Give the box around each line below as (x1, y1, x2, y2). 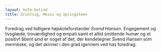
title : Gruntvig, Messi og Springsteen (5, 12, 88, 17)
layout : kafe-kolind (5, 7, 48, 12)
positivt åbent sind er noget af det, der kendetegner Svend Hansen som (5, 36, 153, 42)
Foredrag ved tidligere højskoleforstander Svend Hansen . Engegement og (5, 25, 157, 31)
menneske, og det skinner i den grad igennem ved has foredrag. (5, 41, 137, 47)
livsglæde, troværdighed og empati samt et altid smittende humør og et (5, 31, 151, 37)
